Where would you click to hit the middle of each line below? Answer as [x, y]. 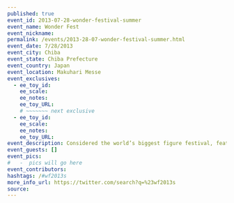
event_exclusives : [34, 78]
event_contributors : [37, 169]
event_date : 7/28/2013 [40, 46]
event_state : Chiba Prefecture [53, 59]
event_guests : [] [32, 150]
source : [18, 189]
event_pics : [24, 157]
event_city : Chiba [34, 53]
